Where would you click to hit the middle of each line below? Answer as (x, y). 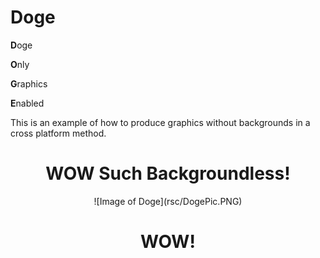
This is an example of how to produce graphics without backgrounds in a (160, 122)
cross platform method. (58, 133)
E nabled (27, 103)
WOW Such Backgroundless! (168, 173)
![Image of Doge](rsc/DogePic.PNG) (168, 201)
